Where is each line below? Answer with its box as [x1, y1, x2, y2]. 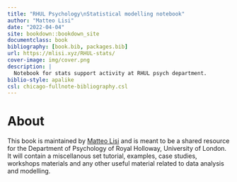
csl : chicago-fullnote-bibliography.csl [7, 83, 129, 90]
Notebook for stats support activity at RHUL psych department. [13, 69, 207, 76]
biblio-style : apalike [7, 76, 74, 84]
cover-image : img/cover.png [7, 57, 91, 64]
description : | [7, 63, 52, 70]
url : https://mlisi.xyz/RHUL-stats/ [7, 50, 115, 57]
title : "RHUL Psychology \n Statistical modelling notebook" [7, 10, 185, 18]
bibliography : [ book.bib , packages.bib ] [7, 43, 129, 50]
